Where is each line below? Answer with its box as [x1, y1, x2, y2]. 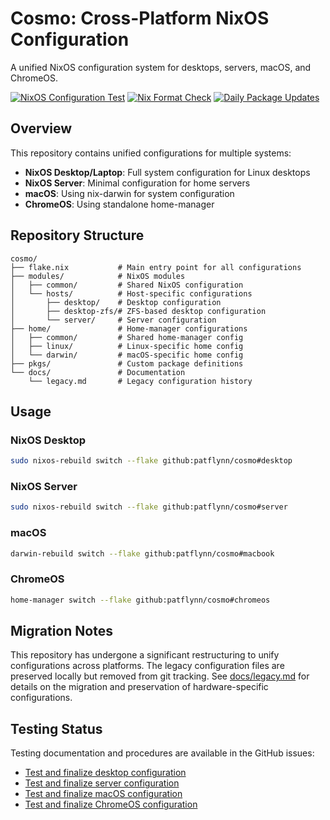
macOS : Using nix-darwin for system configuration [24, 187, 235, 199]
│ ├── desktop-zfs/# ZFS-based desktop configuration [10, 306, 267, 316]
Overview [10, 120, 73, 137]
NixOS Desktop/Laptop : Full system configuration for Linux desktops [24, 166, 311, 178]
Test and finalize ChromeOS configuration [24, 798, 198, 811]
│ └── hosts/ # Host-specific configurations [10, 288, 253, 299]
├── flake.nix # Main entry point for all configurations [10, 262, 302, 272]
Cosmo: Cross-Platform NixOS [10, 7, 270, 30]
